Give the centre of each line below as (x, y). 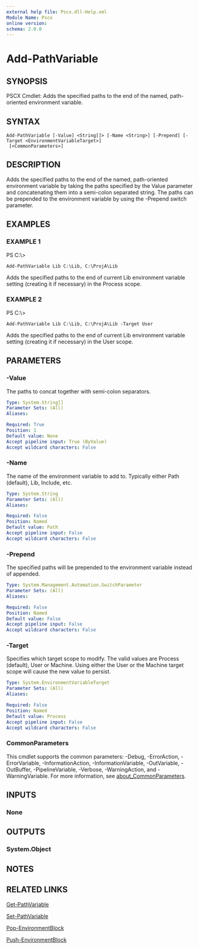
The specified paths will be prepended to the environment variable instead (99, 568)
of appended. (23, 574)
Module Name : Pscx (29, 18)
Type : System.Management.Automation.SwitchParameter (74, 585)
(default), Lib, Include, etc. (39, 482)
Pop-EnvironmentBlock (35, 928)
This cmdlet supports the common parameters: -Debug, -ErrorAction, (93, 756)
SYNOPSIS (27, 81)
